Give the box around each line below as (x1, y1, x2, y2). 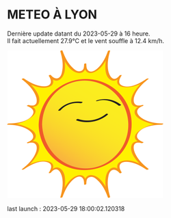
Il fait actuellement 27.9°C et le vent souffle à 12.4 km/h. (7, 36, 165, 44)
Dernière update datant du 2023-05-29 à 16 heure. (7, 29, 150, 38)
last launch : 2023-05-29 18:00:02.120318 (7, 204, 125, 213)
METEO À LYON (7, 7, 98, 23)
